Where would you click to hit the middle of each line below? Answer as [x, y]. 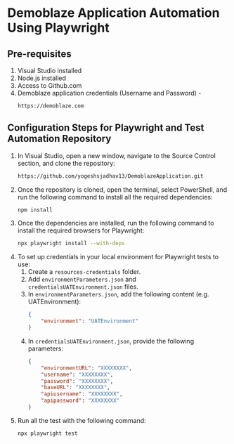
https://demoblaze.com [51, 106]
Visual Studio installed [50, 71]
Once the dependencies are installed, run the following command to [116, 223]
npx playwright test [47, 433]
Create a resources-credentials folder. [84, 272]
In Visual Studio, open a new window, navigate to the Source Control [116, 155]
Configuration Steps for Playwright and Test [106, 128]
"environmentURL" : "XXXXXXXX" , [86, 368]
